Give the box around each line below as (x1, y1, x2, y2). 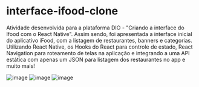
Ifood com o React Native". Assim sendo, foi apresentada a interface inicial (6, 30, 192, 37)
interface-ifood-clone (6, 4, 119, 18)
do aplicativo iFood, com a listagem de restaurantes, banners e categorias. (6, 37, 192, 44)
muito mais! (6, 62, 35, 70)
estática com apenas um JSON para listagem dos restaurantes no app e (6, 56, 186, 63)
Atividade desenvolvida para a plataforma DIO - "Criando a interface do (6, 24, 184, 31)
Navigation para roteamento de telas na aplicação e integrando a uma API (6, 49, 190, 56)
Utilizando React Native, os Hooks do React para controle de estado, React (6, 43, 193, 50)
